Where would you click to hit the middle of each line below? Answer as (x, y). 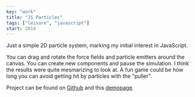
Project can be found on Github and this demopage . (70, 88)
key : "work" (21, 12)
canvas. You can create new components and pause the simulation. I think (98, 63)
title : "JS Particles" (34, 17)
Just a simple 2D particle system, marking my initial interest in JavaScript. (97, 46)
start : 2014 (21, 28)
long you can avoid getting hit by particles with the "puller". (79, 76)
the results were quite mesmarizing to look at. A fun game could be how (95, 70)
